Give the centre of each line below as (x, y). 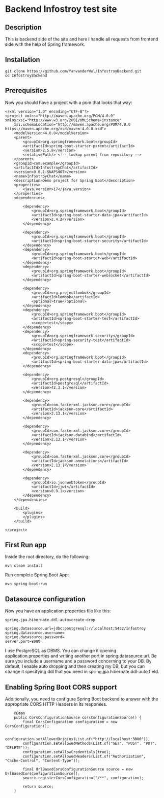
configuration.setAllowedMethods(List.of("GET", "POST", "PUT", (90, 744)
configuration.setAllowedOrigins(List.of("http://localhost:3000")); (78, 739)
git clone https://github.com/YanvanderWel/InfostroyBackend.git (73, 71)
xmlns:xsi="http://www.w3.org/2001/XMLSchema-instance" (63, 120)
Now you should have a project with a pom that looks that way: (69, 103)
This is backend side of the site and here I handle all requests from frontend (82, 39)
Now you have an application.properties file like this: (58, 611)
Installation (23, 60)
